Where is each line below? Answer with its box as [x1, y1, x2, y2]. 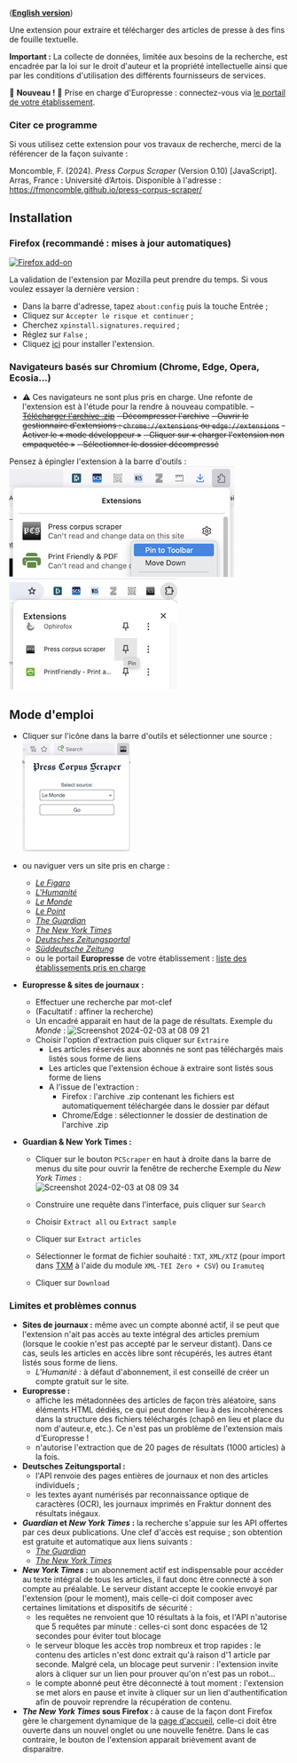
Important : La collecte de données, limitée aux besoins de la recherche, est [9, 51, 288, 61]
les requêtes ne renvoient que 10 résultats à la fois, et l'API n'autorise [35, 1612, 287, 1623]
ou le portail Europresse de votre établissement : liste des [35, 953, 247, 964]
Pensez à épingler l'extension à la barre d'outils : [9, 456, 187, 467]
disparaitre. [21, 1743, 65, 1755]
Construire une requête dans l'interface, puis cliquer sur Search [35, 1200, 266, 1210]
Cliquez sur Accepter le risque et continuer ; [21, 310, 194, 320]
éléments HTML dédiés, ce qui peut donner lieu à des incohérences [35, 1405, 284, 1415]
